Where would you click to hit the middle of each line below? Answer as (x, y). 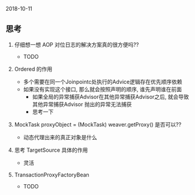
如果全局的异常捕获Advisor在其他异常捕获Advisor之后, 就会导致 (111, 97)
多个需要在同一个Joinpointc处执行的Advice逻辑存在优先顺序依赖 (103, 82)
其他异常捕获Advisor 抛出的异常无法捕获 (82, 104)
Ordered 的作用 (33, 69)
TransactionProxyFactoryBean (52, 175)
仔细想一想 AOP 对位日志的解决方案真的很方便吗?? (76, 44)
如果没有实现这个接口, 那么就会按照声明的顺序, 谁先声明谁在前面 (103, 89)
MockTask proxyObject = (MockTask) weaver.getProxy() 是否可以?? (98, 124)
